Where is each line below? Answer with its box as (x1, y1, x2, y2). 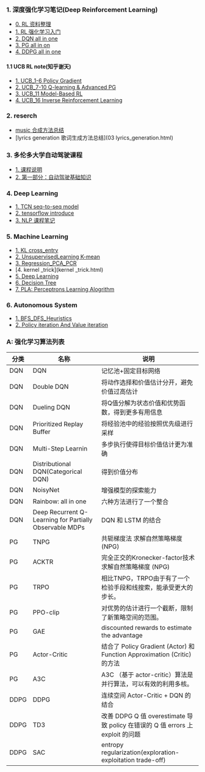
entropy (101, 741, 124, 749)
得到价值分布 (101, 468, 138, 476)
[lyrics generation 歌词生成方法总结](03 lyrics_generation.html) (15, 133, 174, 141)
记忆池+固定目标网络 (101, 367, 160, 375)
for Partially (59, 515, 93, 524)
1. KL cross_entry (15, 246, 59, 253)
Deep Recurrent (32, 508, 78, 517)
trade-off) (136, 756, 166, 765)
